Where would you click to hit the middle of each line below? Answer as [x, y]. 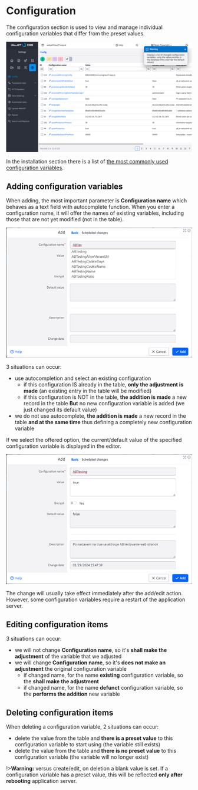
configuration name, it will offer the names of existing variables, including [95, 213]
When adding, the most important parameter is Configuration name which [97, 201]
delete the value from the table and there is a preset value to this [94, 738]
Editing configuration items [57, 625]
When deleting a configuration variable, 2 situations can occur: [82, 726]
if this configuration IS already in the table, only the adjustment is [103, 384]
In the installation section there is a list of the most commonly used [87, 162]
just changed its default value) [60, 409]
